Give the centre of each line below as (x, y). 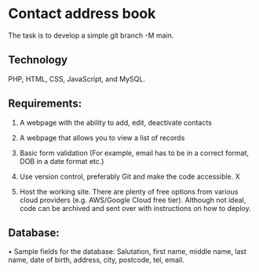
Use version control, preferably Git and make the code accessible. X (130, 176)
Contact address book (82, 14)
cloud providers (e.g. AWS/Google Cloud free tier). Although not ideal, (133, 200)
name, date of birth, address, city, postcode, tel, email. (96, 260)
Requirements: (45, 104)
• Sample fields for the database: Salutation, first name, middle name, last (128, 252)
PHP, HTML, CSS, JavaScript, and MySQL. (77, 78)
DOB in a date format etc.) (62, 161)
